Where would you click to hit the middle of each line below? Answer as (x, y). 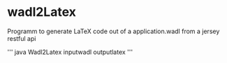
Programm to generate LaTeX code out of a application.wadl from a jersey (113, 31)
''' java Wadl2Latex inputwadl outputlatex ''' (70, 52)
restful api (22, 38)
